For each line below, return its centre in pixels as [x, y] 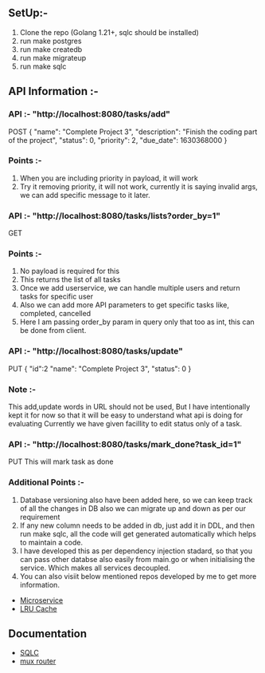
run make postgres [51, 41]
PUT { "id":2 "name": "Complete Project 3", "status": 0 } [100, 368]
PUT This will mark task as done [61, 461]
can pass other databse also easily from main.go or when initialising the [137, 559]
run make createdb [51, 49]
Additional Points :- [47, 482]
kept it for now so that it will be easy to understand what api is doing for [126, 415]
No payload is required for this [70, 271]
